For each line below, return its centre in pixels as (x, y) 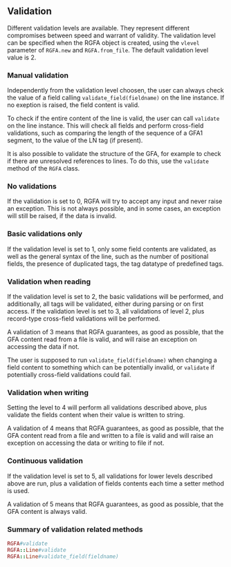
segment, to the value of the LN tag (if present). (75, 140)
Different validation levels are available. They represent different (99, 28)
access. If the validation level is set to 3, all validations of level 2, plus (106, 311)
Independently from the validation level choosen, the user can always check (115, 90)
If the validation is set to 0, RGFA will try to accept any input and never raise (115, 201)
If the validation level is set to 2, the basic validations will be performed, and (115, 297)
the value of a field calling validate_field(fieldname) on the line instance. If (116, 98)
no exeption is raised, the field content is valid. (73, 105)
